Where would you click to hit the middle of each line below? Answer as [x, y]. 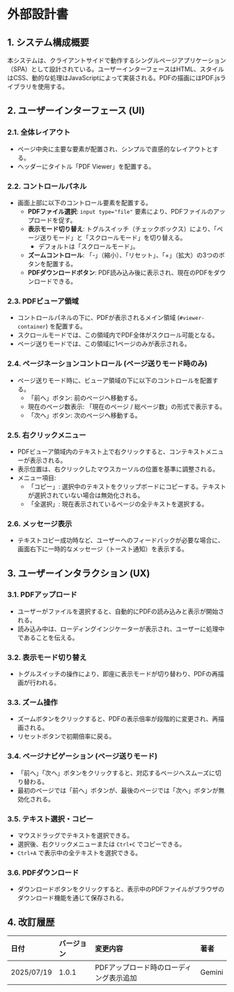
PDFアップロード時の [130, 968]
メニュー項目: [37, 477]
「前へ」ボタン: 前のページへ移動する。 [84, 397]
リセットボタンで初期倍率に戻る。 [66, 736]
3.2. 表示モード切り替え [47, 657]
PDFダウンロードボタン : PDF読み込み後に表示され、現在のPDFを [120, 272]
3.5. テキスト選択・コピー [50, 819]
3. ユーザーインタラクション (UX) [79, 573]
